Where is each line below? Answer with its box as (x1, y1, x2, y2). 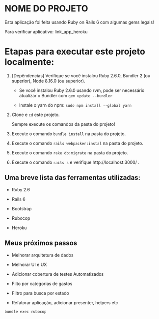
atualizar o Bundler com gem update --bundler (19, 92, 112, 98)
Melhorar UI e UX (11, 261, 47, 267)
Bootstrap (11, 205, 32, 211)
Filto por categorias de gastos (11, 281, 73, 287)
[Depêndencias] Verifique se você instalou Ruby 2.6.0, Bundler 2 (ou (11, 72, 151, 79)
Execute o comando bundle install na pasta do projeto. (11, 131, 126, 137)
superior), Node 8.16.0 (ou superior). (11, 78, 85, 84)
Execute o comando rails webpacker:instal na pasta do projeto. (11, 140, 143, 146)
